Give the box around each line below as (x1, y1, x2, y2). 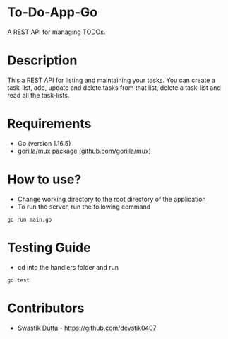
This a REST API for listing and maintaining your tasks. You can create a (7, 76, 215, 84)
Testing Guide (7, 239, 91, 255)
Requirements (7, 116, 92, 132)
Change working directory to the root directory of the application (17, 195, 206, 203)
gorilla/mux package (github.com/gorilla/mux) (17, 146, 152, 155)
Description (7, 52, 78, 69)
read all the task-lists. (7, 91, 70, 99)
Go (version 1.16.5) (17, 139, 71, 147)
